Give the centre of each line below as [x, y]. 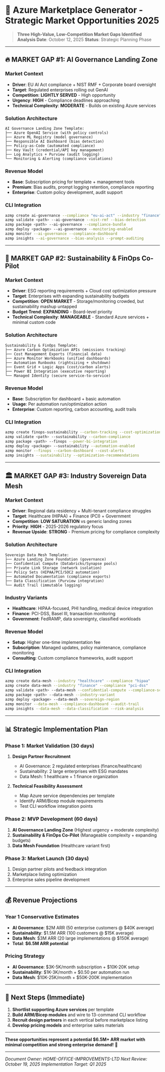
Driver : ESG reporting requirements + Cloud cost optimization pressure [84, 291]
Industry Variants [26, 597]
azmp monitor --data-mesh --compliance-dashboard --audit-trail [72, 704]
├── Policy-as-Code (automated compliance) [50, 146]
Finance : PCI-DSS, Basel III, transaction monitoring [64, 613]
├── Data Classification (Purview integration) [55, 581]
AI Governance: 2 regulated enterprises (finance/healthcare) [81, 766]
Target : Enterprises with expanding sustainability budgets [71, 296]
